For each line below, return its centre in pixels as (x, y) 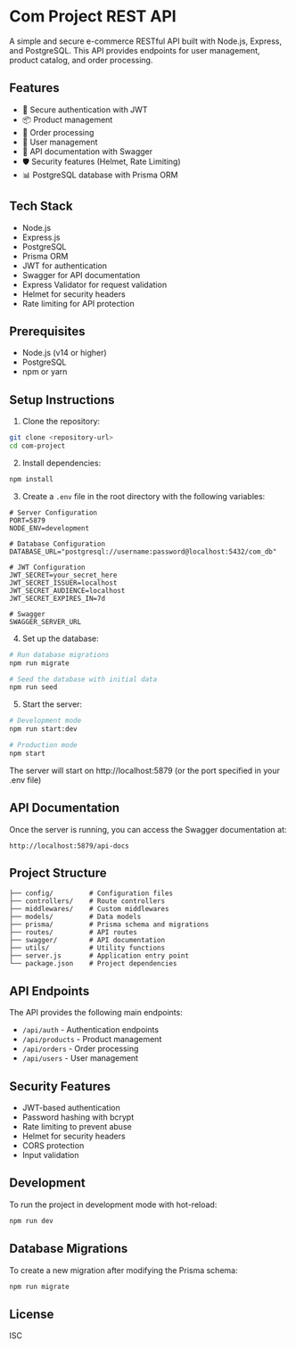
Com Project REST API (93, 16)
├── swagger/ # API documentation (87, 941)
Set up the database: (61, 638)
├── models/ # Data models (75, 917)
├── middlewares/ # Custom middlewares (89, 909)
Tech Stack (41, 206)
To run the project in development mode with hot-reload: (113, 1204)
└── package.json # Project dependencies (93, 964)
